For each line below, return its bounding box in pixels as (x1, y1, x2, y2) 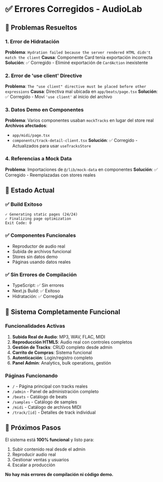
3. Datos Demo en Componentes (5, 107, 84, 113)
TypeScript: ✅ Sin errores (12, 283, 64, 288)
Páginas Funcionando (5, 372, 58, 379)
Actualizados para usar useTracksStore (12, 143, 91, 149)
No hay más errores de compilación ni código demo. (5, 471, 114, 477)
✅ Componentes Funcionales (5, 232, 76, 239)
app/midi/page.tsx (12, 133, 50, 138)
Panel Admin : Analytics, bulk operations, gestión (12, 360, 111, 366)
